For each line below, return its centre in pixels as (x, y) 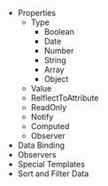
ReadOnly (49, 107)
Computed (50, 126)
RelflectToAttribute (65, 98)
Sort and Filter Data (53, 174)
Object (56, 79)
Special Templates (51, 164)
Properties (36, 13)
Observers (37, 154)
